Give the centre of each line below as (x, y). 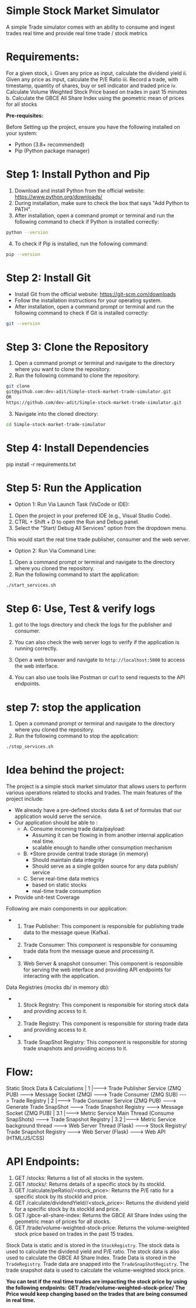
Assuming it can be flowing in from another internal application (108, 835)
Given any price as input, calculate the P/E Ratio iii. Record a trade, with (92, 79)
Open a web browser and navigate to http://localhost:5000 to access (100, 660)
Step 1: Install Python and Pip (78, 174)
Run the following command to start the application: (77, 574)
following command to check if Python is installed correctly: (87, 221)
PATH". (23, 209)
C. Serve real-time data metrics (61, 879)
